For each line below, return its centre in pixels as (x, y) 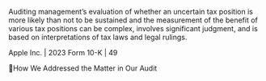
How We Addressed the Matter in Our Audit (85, 68)
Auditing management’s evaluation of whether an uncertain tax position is (131, 12)
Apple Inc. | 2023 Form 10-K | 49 (63, 53)
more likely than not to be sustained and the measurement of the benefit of (133, 20)
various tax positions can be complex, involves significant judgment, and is (133, 28)
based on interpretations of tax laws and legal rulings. (98, 37)
